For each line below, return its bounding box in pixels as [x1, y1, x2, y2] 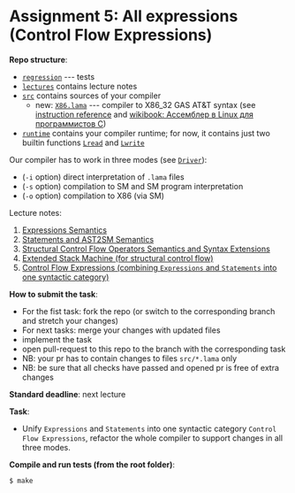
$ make [9, 476, 34, 485]
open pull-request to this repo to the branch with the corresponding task [21, 343, 286, 354]
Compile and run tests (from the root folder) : [9, 458, 175, 470]
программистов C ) [34, 118, 107, 129]
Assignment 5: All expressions [9, 6, 238, 27]
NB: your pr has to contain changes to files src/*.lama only [21, 352, 237, 364]
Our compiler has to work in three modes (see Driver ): [9, 154, 208, 165]
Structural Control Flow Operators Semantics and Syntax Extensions [21, 243, 271, 254]
